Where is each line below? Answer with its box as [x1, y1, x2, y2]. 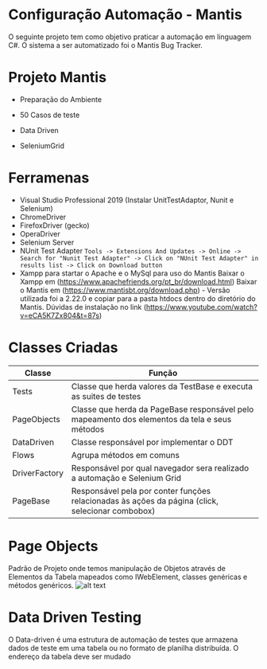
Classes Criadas [8, 338, 118, 356]
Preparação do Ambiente [19, 94, 102, 104]
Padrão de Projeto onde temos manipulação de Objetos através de [8, 563, 226, 573]
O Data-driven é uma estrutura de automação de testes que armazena [8, 635, 238, 644]
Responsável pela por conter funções [71, 485, 211, 496]
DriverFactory [12, 468, 64, 479]
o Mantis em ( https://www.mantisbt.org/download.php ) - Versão [19, 285, 230, 295]
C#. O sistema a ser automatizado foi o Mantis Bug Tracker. [8, 40, 203, 49]
